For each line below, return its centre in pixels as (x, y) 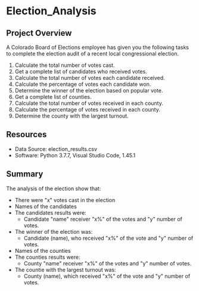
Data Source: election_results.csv (56, 149)
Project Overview (39, 33)
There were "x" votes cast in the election (65, 200)
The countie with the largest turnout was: (65, 270)
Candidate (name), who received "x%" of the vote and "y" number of (108, 238)
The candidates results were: (50, 212)
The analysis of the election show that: (54, 188)
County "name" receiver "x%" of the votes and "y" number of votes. (108, 263)
